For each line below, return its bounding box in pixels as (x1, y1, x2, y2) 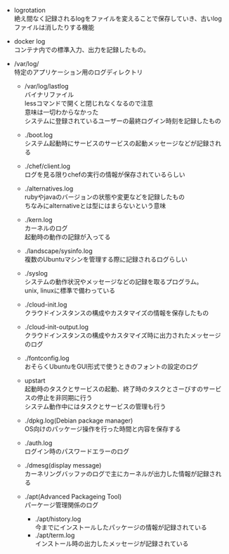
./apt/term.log (34, 531, 75, 539)
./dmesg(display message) (24, 461, 102, 470)
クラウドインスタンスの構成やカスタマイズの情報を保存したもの (24, 309, 209, 317)
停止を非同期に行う (37, 394, 93, 401)
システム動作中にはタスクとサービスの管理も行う (24, 402, 166, 411)
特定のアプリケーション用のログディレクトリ (13, 68, 143, 76)
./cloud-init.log (24, 300, 67, 309)
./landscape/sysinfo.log (24, 247, 93, 255)
